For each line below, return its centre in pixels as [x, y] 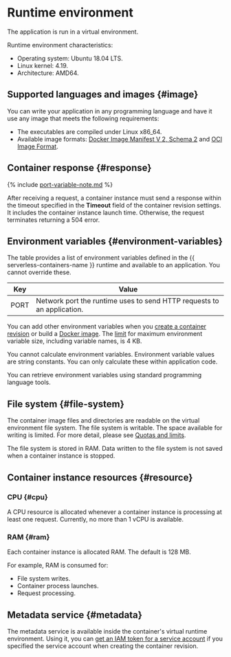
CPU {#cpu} [27, 497]
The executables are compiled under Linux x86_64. [89, 131]
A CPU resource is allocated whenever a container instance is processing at [114, 512]
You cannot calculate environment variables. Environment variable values [111, 355]
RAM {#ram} [29, 537]
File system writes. [44, 579]
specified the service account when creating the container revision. [103, 646]
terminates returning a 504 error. [54, 220]
